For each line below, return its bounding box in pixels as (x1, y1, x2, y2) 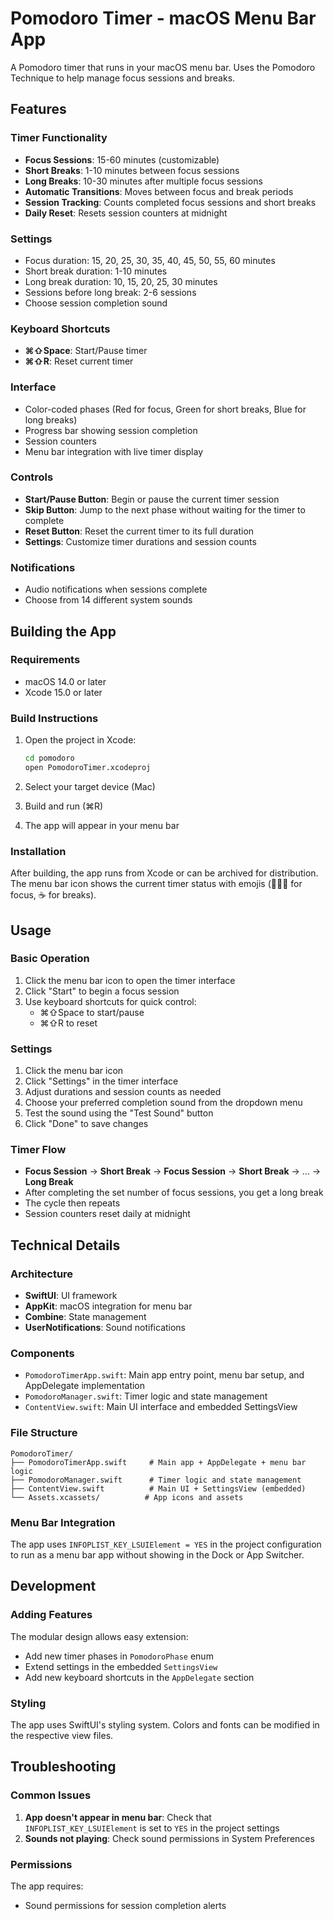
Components (10, 1347, 75, 1361)
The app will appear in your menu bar (24, 819, 180, 831)
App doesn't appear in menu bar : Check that (24, 1811, 212, 1823)
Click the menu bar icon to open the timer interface (24, 974, 236, 986)
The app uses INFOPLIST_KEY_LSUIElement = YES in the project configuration (10, 1538, 322, 1550)
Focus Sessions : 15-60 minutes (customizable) (24, 153, 220, 166)
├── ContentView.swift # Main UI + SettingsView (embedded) (10, 1483, 307, 1494)
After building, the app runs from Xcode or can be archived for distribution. (10, 867, 319, 879)
